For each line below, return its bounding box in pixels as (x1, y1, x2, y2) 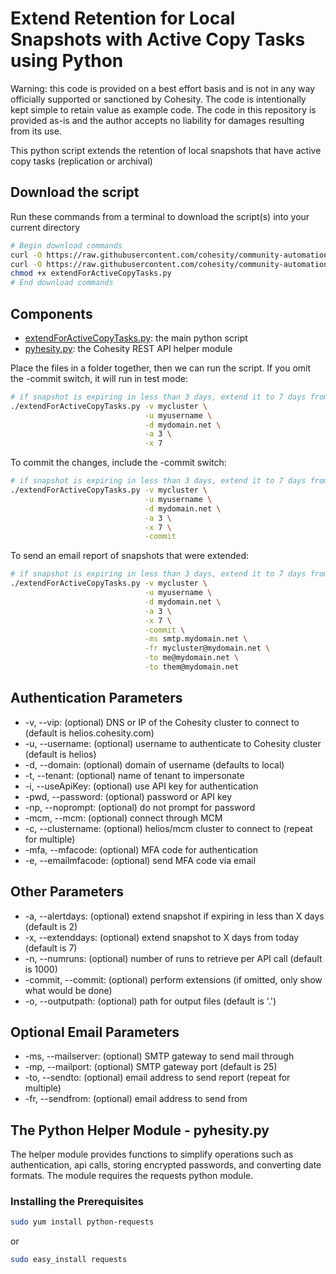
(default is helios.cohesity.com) (24, 727, 155, 739)
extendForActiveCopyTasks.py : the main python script (24, 332, 248, 344)
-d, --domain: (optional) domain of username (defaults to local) (24, 758, 285, 771)
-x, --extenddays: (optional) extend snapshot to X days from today (24, 931, 300, 943)
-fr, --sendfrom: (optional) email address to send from (24, 1093, 248, 1105)
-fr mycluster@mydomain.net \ (144, 643, 271, 654)
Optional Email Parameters (10, 1023, 180, 1041)
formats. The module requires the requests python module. (10, 1170, 254, 1182)
